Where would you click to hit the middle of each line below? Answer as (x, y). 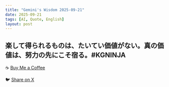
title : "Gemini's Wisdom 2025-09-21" (45, 10)
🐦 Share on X (20, 80)
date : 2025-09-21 (23, 15)
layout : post (19, 24)
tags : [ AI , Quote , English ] (35, 19)
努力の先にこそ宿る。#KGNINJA (75, 55)
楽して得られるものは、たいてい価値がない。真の (81, 46)
